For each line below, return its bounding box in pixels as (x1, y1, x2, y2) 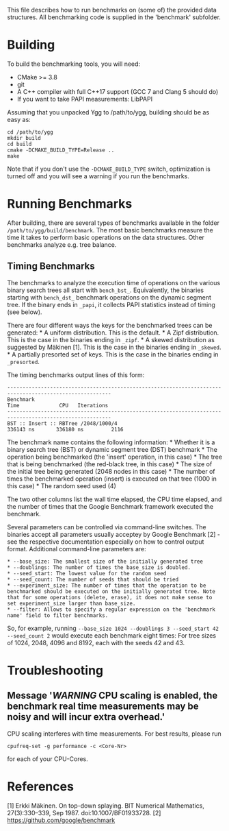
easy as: (7, 115, 31, 123)
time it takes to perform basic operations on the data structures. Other (7, 233, 205, 241)
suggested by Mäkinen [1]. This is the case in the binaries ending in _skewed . (7, 343, 221, 351)
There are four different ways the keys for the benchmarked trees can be (7, 321, 213, 329)
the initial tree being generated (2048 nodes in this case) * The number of (7, 467, 215, 475)
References (7, 778, 74, 794)
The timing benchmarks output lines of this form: (7, 370, 145, 379)
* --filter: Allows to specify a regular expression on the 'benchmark (7, 606, 215, 613)
